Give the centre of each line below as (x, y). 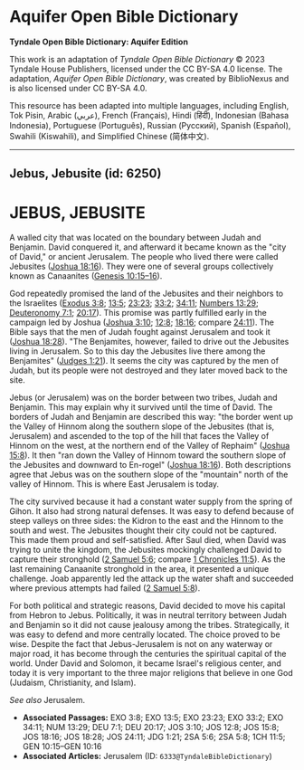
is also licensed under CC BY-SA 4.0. (78, 88)
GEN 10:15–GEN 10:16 (62, 746)
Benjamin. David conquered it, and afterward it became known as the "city (148, 247)
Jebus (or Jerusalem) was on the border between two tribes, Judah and (143, 398)
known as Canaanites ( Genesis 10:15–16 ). (86, 276)
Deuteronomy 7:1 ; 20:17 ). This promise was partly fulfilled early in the (138, 313)
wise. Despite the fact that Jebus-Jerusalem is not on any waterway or (141, 644)
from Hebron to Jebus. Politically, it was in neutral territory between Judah (148, 615)
